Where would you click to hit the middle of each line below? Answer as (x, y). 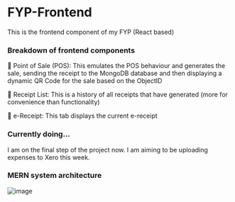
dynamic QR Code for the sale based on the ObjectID (85, 81)
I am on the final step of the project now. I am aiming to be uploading (108, 150)
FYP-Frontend (50, 12)
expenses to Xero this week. (49, 157)
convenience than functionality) (54, 102)
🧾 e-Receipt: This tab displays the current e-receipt (82, 116)
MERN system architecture (55, 176)
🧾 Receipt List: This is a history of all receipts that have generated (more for (118, 95)
